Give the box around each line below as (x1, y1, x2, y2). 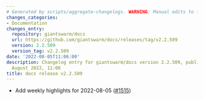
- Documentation (6, 20, 47, 26)
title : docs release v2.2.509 (6, 70, 83, 77)
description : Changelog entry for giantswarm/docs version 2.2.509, (6, 59, 183, 65)
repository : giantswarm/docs (12, 31, 86, 37)
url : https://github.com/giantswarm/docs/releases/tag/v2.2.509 (12, 37, 178, 43)
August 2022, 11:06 (12, 64, 61, 71)
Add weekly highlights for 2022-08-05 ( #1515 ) (15, 87, 132, 94)
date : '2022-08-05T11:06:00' (6, 54, 80, 60)
